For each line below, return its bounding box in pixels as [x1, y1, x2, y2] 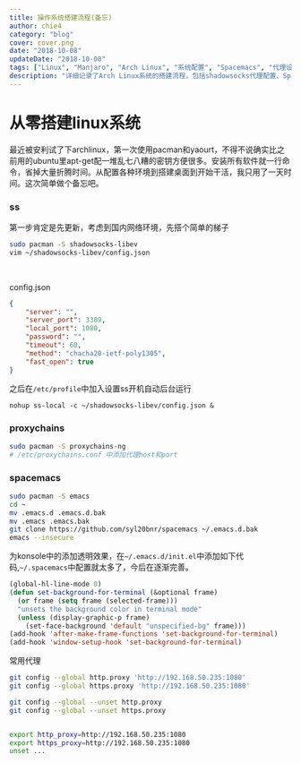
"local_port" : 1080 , [25, 324, 102, 333]
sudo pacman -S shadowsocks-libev [9, 239, 139, 249]
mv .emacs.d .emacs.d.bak [9, 508, 106, 518]
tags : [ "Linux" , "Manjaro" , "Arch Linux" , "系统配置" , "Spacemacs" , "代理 [9, 64, 287, 73]
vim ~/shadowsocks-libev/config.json [9, 248, 150, 257]
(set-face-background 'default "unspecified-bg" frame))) [25, 622, 246, 630]
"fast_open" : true [25, 357, 94, 366]
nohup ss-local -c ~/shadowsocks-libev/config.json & [9, 400, 215, 410]
